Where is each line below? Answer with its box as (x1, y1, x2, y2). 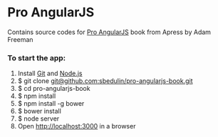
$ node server (17, 114, 60, 123)
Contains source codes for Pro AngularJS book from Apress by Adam (7, 28, 212, 36)
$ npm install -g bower (17, 99, 85, 108)
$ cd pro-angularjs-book (17, 84, 90, 93)
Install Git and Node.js (17, 69, 83, 78)
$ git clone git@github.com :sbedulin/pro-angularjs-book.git (17, 77, 193, 85)
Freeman (7, 35, 33, 43)
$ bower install (17, 107, 62, 116)
